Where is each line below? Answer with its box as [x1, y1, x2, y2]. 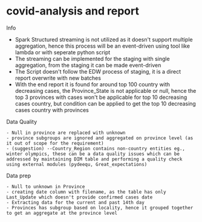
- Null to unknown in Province [6, 183, 85, 189]
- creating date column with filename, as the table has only [6, 189, 166, 195]
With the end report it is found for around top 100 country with [15, 80, 171, 88]
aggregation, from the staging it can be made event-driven [15, 62, 161, 69]
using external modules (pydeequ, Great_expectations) [6, 161, 148, 167]
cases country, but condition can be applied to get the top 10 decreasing [15, 100, 197, 107]
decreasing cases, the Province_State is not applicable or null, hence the [15, 87, 197, 94]
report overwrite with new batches [15, 74, 102, 81]
